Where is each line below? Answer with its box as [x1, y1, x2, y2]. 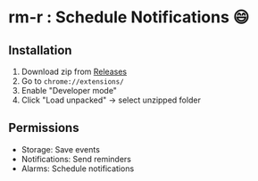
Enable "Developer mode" [21, 86, 118, 95]
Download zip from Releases [21, 66, 127, 77]
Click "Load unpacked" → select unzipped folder [21, 95, 202, 105]
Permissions [8, 120, 79, 136]
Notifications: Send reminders [21, 153, 131, 164]
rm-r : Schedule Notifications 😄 [8, 7, 250, 28]
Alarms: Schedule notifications [21, 163, 135, 174]
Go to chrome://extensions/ [21, 76, 124, 86]
